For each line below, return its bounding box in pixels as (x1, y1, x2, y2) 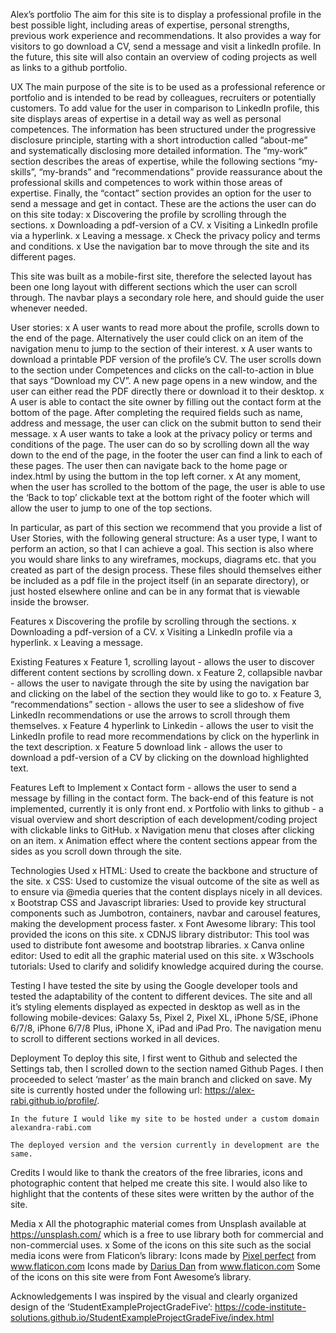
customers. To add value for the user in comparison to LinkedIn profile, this (10, 102, 320, 114)
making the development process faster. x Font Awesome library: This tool (10, 918, 316, 929)
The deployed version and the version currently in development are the (10, 1140, 320, 1150)
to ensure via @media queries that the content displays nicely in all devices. (10, 886, 323, 898)
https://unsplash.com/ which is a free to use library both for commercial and (10, 1229, 324, 1240)
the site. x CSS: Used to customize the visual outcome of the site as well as (10, 875, 320, 887)
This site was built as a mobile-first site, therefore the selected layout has (10, 270, 313, 282)
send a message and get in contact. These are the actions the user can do (10, 198, 317, 209)
